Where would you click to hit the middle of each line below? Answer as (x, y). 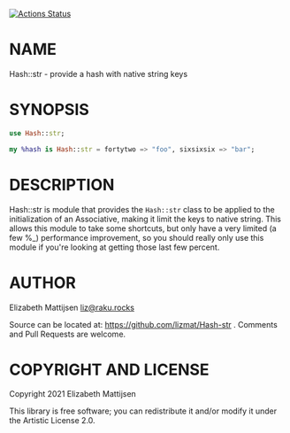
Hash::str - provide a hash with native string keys (99, 73)
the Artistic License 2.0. (52, 421)
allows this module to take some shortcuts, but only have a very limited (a (143, 228)
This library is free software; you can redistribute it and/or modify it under (143, 411)
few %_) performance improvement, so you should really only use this (137, 237)
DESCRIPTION (62, 185)
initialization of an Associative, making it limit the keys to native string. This (145, 219)
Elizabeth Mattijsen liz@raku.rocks (72, 307)
